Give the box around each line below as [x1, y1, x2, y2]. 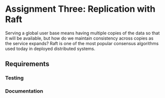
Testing [5, 74, 24, 81]
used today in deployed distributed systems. [5, 46, 95, 51]
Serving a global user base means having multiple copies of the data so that [5, 30, 160, 36]
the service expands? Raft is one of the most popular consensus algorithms [5, 40, 159, 46]
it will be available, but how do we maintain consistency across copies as [5, 35, 154, 41]
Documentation [5, 88, 43, 95]
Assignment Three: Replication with [5, 3, 156, 15]
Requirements [5, 60, 49, 68]
